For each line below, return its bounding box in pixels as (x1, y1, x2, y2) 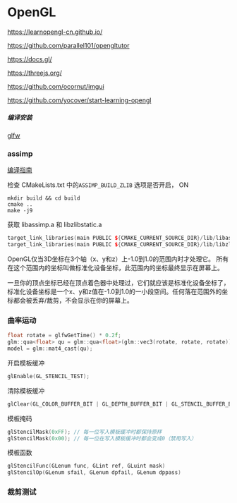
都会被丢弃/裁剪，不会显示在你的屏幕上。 (13, 296, 134, 304)
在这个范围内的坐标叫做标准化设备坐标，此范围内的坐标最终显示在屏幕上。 (7, 263, 224, 272)
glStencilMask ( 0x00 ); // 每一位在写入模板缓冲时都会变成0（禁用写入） (7, 435, 197, 442)
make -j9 (7, 207, 33, 214)
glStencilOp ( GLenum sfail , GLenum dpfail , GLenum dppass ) (7, 469, 181, 476)
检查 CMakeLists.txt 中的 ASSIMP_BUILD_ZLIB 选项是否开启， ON (7, 181, 189, 189)
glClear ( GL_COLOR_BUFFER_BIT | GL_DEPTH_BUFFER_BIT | (7, 400, 169, 408)
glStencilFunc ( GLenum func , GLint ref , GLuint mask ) (7, 463, 166, 470)
